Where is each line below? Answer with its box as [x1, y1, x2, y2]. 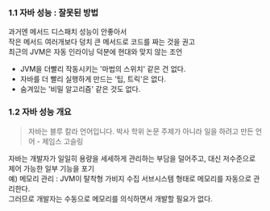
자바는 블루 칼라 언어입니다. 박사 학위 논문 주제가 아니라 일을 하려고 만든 [27, 126, 254, 136]
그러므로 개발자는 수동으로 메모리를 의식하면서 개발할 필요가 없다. [8, 193, 214, 203]
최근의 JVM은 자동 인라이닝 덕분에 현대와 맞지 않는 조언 [8, 47, 183, 57]
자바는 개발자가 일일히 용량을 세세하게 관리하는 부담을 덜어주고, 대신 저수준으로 [8, 153, 256, 163]
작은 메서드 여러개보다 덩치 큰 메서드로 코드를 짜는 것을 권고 [8, 37, 196, 47]
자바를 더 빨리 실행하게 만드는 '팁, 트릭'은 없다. [19, 74, 167, 84]
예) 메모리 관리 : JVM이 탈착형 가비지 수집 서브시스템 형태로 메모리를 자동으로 [8, 173, 252, 183]
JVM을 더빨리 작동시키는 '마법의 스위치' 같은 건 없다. [19, 64, 186, 74]
